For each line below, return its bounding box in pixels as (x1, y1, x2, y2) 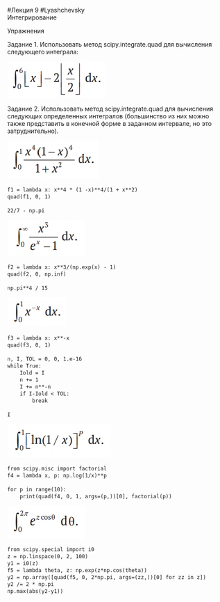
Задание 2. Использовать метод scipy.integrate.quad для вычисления (7, 104, 214, 113)
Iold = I (19, 370, 45, 377)
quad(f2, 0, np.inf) (7, 271, 67, 278)
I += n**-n (19, 383, 51, 390)
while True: (7, 363, 42, 370)
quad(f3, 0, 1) (7, 342, 51, 349)
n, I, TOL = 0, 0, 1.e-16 (7, 356, 82, 363)
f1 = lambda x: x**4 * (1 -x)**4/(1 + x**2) (7, 187, 138, 193)
